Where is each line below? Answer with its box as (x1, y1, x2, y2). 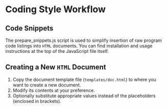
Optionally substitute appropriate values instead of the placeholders (12, 93, 156, 99)
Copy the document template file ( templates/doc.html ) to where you (12, 76, 157, 83)
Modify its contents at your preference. (12, 87, 96, 93)
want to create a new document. (12, 81, 81, 88)
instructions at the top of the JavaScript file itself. (5, 48, 109, 54)
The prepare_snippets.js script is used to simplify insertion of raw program (5, 37, 162, 43)
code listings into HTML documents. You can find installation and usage (5, 43, 153, 49)
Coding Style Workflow (5, 4, 106, 15)
